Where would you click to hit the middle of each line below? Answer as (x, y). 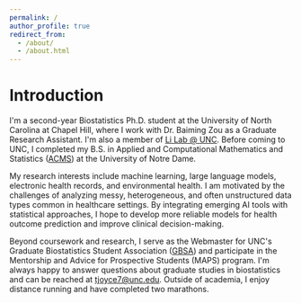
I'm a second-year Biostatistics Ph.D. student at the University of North (141, 120)
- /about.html (44, 51)
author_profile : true (50, 26)
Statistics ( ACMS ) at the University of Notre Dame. (102, 159)
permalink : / (34, 18)
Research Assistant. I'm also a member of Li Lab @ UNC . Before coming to (147, 139)
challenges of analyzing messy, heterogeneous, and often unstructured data (150, 195)
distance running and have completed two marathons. (109, 290)
